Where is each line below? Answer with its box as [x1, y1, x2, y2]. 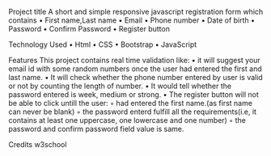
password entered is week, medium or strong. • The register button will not [8, 90, 259, 99]
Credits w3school [8, 140, 67, 149]
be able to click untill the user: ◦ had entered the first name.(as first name [8, 99, 253, 108]
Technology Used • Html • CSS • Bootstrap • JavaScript [8, 40, 197, 49]
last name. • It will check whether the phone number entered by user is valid [8, 73, 263, 82]
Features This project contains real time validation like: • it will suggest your [8, 56, 260, 65]
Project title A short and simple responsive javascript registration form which [8, 7, 264, 16]
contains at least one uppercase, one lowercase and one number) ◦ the [8, 116, 247, 124]
